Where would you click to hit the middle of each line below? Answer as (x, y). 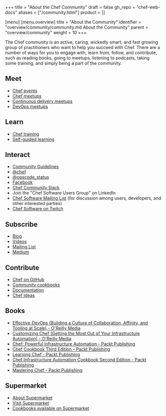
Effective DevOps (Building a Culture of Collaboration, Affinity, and (80, 323)
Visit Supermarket (31, 403)
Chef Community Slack (36, 188)
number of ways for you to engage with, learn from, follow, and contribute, (81, 52)
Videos (20, 242)
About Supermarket (32, 398)
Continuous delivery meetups (42, 101)
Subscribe (22, 224)
